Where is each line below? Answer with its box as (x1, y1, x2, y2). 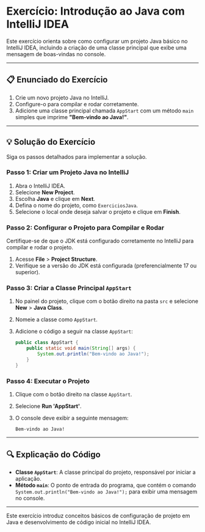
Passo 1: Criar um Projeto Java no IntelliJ (6, 168, 129, 177)
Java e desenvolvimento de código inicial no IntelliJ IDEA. (6, 518, 151, 526)
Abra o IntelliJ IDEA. (15, 182, 66, 189)
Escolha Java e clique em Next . (15, 195, 96, 202)
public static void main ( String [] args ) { (26, 345, 136, 352)
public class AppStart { (15, 340, 79, 346)
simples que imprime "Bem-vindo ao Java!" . (15, 113, 129, 120)
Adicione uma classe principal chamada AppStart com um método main (15, 107, 194, 114)
